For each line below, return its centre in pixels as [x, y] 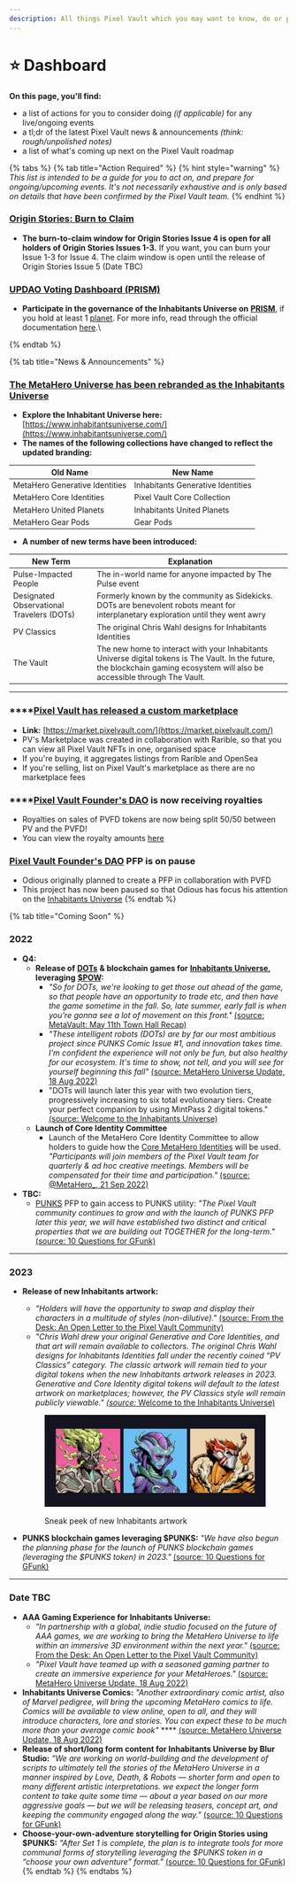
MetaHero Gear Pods [51, 521]
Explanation [190, 561]
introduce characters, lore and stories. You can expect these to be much [154, 1720]
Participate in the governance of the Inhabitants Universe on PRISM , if [153, 309]
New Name [193, 472]
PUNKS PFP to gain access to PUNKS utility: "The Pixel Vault [145, 1203]
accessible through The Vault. [151, 676]
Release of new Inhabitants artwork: [90, 1291]
